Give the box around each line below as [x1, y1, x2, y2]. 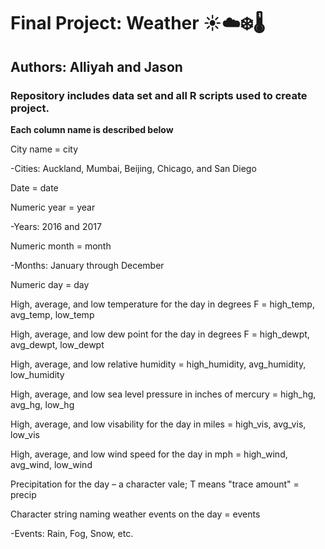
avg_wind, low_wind [10, 458, 93, 470]
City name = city [10, 143, 79, 155]
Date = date [10, 181, 59, 194]
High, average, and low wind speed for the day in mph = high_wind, [10, 448, 288, 460]
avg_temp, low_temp [10, 308, 95, 320]
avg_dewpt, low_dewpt [10, 338, 105, 350]
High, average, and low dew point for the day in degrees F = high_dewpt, [10, 328, 310, 340]
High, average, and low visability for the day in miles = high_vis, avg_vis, [10, 418, 307, 430]
